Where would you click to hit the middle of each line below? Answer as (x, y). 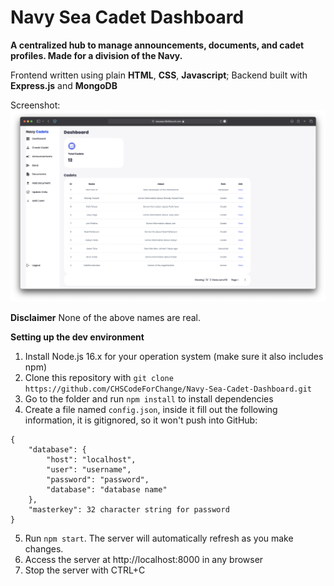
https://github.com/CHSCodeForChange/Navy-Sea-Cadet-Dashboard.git (168, 389)
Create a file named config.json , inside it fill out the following (151, 409)
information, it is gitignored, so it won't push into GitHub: (141, 420)
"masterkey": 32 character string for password (129, 509)
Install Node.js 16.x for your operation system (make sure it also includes (174, 356)
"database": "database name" (107, 489)
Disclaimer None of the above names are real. (105, 317)
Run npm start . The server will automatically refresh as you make (159, 538)
